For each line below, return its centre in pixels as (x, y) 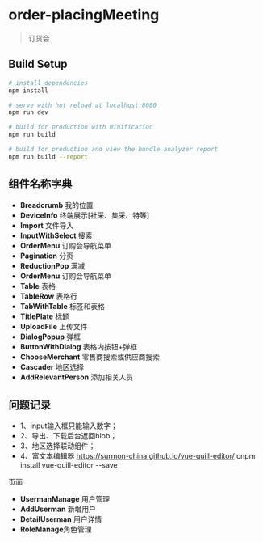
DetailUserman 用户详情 (61, 519)
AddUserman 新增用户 (58, 509)
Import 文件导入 (47, 225)
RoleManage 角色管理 (56, 529)
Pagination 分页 (47, 256)
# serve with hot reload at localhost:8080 (83, 105)
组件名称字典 (40, 184)
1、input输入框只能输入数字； (69, 426)
